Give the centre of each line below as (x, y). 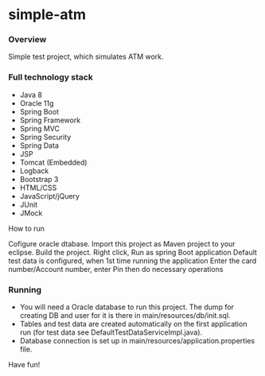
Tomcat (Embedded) (53, 162)
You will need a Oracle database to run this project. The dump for (127, 307)
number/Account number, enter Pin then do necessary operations (116, 269)
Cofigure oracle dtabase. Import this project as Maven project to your (122, 243)
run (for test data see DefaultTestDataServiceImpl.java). (111, 332)
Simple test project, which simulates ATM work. (86, 56)
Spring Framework (50, 120)
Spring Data (39, 145)
